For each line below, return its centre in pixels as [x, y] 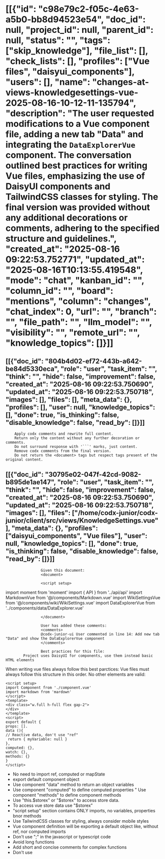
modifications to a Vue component [78, 124]
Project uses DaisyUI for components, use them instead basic [88, 656]
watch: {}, [17, 752]
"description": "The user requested [80, 113]
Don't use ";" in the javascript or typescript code [62, 836]
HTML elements [20, 660]
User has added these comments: [74, 625]
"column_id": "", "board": [59, 291]
